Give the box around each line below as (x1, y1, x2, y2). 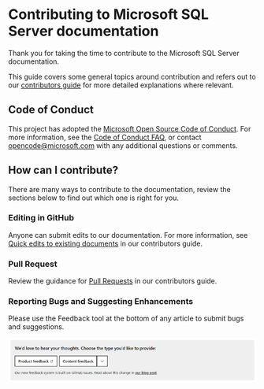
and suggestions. (8, 322, 65, 332)
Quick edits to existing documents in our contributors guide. (8, 239, 203, 248)
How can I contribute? (8, 164, 119, 177)
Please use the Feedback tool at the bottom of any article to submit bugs (8, 313, 244, 324)
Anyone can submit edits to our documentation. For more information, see (8, 230, 248, 239)
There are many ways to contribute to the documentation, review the (8, 184, 231, 194)
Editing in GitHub (8, 213, 75, 224)
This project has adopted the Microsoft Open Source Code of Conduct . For (8, 124, 251, 133)
